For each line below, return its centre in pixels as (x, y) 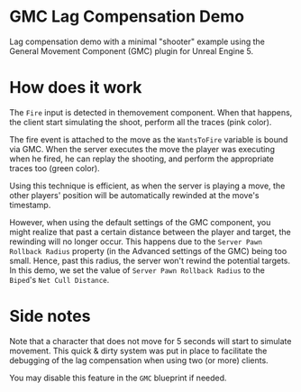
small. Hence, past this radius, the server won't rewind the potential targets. (150, 260)
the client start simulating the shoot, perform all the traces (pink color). (141, 122)
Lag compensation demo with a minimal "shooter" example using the (137, 41)
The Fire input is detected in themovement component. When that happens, (151, 112)
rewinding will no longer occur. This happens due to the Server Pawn (136, 242)
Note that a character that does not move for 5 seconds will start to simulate (150, 341)
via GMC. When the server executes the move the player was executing (142, 149)
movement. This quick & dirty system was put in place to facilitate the (138, 351)
